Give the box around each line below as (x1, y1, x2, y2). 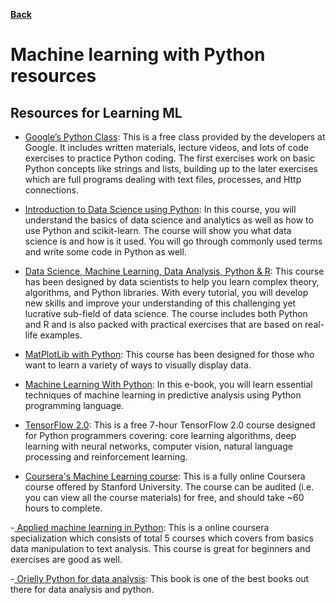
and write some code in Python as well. (24, 246, 187, 258)
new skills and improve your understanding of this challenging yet (24, 297, 297, 309)
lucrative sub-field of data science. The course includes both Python (24, 308, 308, 319)
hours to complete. (24, 502, 103, 514)
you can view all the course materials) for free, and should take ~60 (24, 492, 305, 503)
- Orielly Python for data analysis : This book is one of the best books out (10, 573, 310, 584)
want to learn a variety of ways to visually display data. (24, 359, 252, 371)
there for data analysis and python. (10, 584, 155, 595)
